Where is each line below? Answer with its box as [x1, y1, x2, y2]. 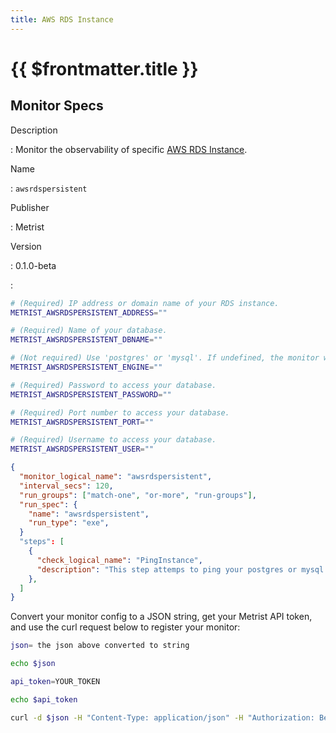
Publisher [10, 201, 50, 213]
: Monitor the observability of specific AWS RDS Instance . [10, 143, 248, 155]
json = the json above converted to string [10, 641, 190, 651]
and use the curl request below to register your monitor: [10, 621, 241, 633]
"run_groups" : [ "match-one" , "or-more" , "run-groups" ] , [19, 490, 257, 500]
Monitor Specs [10, 97, 104, 115]
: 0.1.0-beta [10, 259, 57, 271]
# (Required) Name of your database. [10, 326, 168, 336]
